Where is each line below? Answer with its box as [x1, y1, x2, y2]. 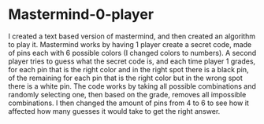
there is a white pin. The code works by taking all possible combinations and [8, 81, 256, 91]
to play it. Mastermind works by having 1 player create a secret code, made [8, 39, 252, 49]
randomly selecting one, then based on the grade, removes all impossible [8, 89, 247, 99]
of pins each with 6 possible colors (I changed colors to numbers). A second [8, 48, 257, 57]
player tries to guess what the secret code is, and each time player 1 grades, [8, 57, 256, 66]
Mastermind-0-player [8, 5, 154, 24]
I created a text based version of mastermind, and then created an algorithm [8, 31, 256, 41]
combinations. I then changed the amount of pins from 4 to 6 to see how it [8, 98, 250, 108]
